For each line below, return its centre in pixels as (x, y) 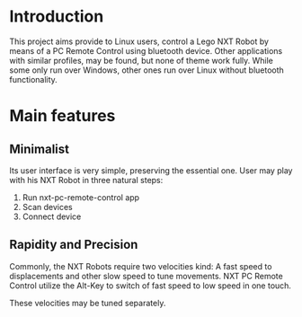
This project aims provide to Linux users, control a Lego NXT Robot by (139, 41)
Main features (62, 116)
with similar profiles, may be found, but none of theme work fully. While (142, 60)
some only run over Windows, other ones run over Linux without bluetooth (147, 70)
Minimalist (40, 149)
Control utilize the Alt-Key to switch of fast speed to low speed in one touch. (151, 286)
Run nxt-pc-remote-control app (81, 197)
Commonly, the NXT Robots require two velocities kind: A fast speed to (141, 266)
